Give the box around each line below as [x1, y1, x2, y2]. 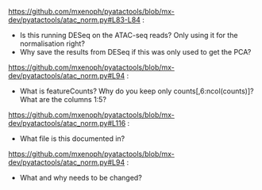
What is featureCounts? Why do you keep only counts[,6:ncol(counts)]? [19, 86, 254, 96]
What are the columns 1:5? [19, 95, 107, 104]
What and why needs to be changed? [19, 173, 143, 182]
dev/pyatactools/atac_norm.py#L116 [8, 119, 126, 127]
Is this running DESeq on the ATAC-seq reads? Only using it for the [19, 31, 238, 40]
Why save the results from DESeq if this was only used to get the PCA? [19, 47, 252, 56]
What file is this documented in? [19, 134, 125, 143]
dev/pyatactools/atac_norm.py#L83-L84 [8, 15, 141, 25]
